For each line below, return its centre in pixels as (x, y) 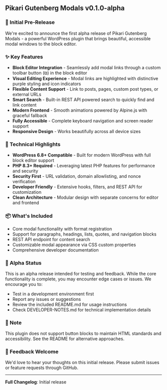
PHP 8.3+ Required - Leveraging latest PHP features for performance (83, 166)
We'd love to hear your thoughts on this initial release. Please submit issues (82, 363)
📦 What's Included (29, 216)
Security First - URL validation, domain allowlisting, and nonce (77, 176)
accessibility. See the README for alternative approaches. (65, 339)
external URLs (27, 94)
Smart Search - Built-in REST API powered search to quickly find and (83, 100)
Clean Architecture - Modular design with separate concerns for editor (85, 197)
